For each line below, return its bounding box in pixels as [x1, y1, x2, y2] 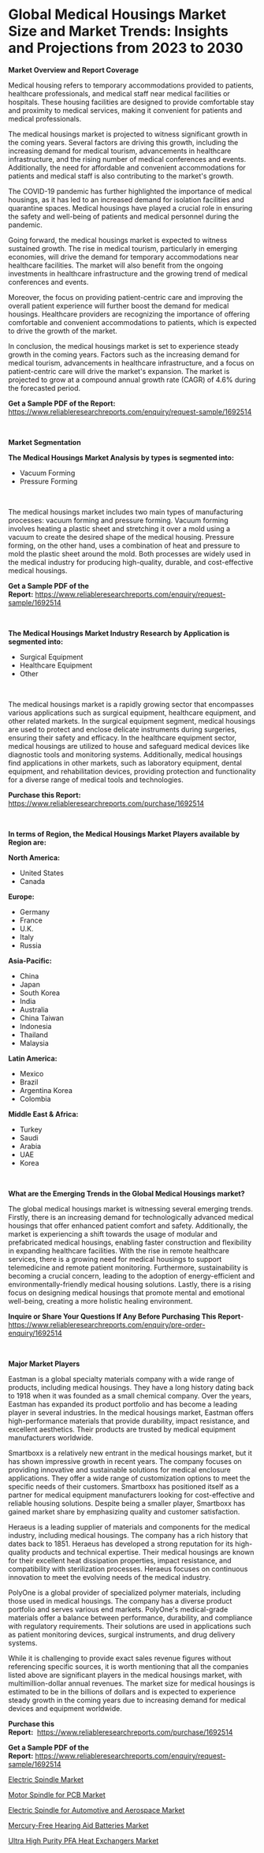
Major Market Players [8, 1359, 80, 1368]
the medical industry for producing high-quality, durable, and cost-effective [8, 557, 254, 567]
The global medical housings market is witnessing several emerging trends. [8, 1204, 254, 1213]
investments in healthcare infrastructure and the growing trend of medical [8, 268, 248, 278]
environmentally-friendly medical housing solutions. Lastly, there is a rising [8, 1279, 251, 1289]
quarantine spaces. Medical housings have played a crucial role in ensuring [8, 203, 253, 212]
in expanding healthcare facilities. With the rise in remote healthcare [8, 1245, 230, 1256]
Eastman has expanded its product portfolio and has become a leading [8, 1399, 238, 1409]
